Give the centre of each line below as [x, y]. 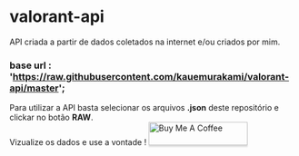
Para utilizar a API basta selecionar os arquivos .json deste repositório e [144, 108]
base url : [30, 65]
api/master [34, 88]
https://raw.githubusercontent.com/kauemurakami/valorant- [150, 76]
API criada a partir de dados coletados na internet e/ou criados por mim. [145, 42]
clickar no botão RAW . [51, 117]
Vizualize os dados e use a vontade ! [78, 142]
